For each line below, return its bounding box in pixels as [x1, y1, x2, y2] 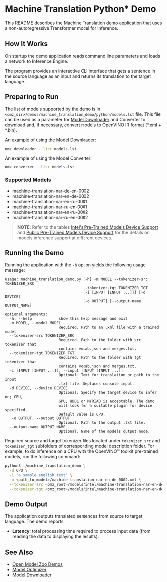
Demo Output [5, 500, 48, 509]
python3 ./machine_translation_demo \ [5, 463, 85, 468]
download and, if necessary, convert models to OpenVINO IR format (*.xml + [5, 122, 162, 128]
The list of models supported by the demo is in [5, 106, 101, 112]
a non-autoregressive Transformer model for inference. [5, 25, 118, 31]
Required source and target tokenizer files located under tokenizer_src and [5, 438, 160, 444]
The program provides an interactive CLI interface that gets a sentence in [5, 68, 156, 74]
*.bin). [5, 127, 17, 133]
